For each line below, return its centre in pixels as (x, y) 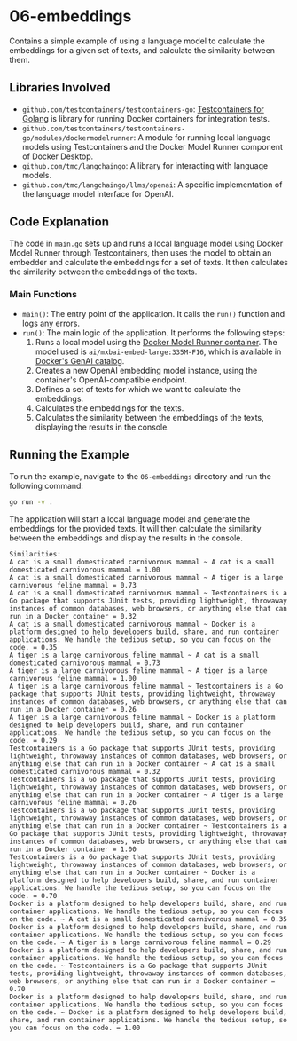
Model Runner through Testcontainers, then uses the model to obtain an (141, 252)
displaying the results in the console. (102, 427)
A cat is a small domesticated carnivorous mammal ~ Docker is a (132, 624)
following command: (47, 485)
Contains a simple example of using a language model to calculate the (137, 41)
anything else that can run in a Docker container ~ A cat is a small (142, 764)
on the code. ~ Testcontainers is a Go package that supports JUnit (138, 966)
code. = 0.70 (33, 895)
